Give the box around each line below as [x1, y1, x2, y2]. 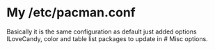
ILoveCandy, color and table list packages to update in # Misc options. [6, 34, 208, 42]
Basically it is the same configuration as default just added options [6, 27, 197, 36]
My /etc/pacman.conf [6, 5, 136, 21]
